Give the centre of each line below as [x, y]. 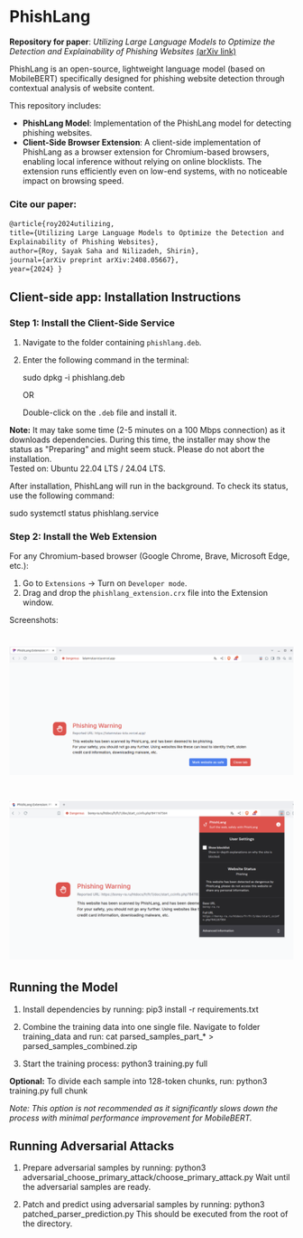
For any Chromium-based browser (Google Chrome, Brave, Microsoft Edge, [150, 556]
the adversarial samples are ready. [87, 1187]
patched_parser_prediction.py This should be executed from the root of [155, 1214]
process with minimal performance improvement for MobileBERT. [131, 1118]
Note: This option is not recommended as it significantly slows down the [143, 1108]
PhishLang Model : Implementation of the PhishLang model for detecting [156, 123]
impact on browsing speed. [73, 180]
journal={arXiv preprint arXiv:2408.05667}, [94, 260]
